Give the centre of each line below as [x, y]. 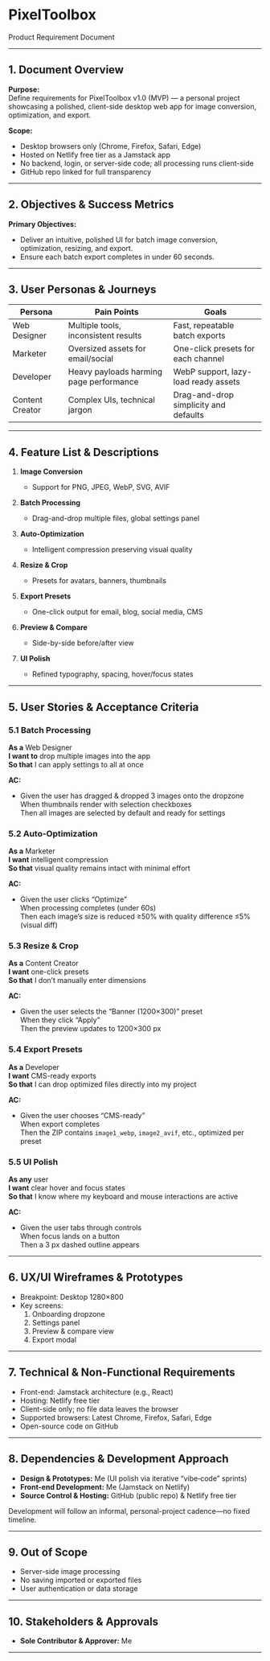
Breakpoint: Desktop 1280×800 [72, 1297]
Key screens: [41, 1305]
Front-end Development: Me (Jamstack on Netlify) [105, 1486]
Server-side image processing [70, 1572]
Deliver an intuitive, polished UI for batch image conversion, [119, 240]
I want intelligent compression [58, 860]
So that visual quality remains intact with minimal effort [99, 868]
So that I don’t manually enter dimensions [78, 981]
